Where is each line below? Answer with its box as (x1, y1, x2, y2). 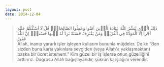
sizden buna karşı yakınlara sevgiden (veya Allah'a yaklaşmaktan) (17, 46, 151, 52)
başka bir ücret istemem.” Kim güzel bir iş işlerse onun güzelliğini (17, 51, 149, 57)
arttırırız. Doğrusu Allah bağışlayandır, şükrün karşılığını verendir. (17, 56, 148, 62)
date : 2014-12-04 (5, 12, 41, 17)
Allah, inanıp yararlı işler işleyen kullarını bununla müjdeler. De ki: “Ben (17, 41, 160, 46)
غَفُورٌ (17, 35, 27, 42)
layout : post (5, 7, 32, 12)
